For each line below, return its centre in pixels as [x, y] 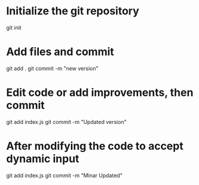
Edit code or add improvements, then [100, 92]
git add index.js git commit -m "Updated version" [66, 122]
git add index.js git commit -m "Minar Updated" [64, 175]
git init [14, 28]
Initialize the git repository [73, 11]
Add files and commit [60, 52]
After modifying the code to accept [95, 146]
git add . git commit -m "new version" [52, 68]
